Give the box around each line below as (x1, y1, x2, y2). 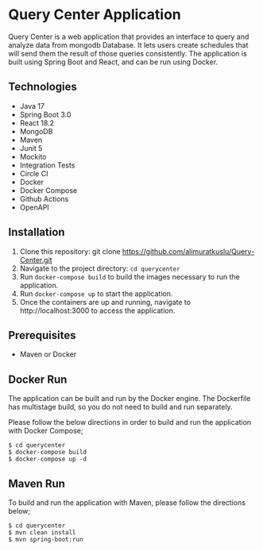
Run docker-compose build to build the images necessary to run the (19, 272, 240, 281)
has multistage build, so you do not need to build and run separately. (8, 403, 233, 412)
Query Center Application (8, 6, 181, 24)
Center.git (19, 255, 53, 264)
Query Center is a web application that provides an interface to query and (8, 32, 249, 41)
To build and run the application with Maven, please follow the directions (8, 498, 246, 507)
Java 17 (19, 101, 45, 110)
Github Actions (19, 194, 69, 203)
